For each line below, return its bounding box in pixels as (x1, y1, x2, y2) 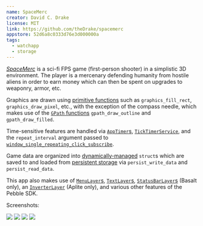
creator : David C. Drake (6, 15, 69, 21)
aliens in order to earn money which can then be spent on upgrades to (6, 78, 183, 85)
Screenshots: (6, 201, 40, 208)
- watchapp (12, 43, 40, 49)
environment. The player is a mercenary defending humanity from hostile (6, 71, 190, 79)
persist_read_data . (6, 165, 55, 172)
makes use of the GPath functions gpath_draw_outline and (6, 109, 151, 116)
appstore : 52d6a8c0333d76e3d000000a (6, 32, 99, 38)
